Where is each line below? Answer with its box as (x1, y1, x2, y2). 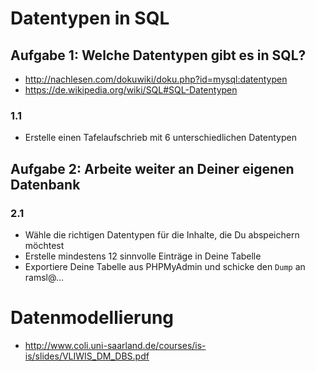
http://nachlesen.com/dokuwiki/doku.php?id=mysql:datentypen (24, 73, 288, 85)
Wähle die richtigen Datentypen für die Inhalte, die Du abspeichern (24, 228, 300, 241)
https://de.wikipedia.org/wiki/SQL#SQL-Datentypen (24, 84, 238, 96)
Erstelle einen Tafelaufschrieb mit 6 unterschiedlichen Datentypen (24, 132, 297, 144)
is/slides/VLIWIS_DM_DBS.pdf (24, 350, 150, 362)
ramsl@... (24, 271, 64, 283)
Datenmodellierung (10, 307, 175, 329)
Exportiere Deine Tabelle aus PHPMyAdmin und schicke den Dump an (24, 260, 306, 272)
